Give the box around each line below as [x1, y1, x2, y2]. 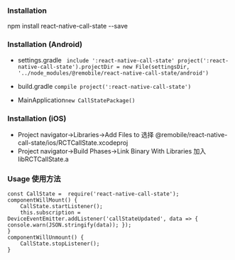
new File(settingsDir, [123, 63, 190, 70]
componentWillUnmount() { [7, 234, 84, 242]
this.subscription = [20, 209, 81, 217]
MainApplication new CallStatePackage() [17, 95, 136, 104]
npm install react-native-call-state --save [7, 22, 128, 31]
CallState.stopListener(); [20, 240, 100, 247]
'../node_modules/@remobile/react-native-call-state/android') [17, 70, 209, 77]
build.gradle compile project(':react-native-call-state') [17, 82, 192, 90]
